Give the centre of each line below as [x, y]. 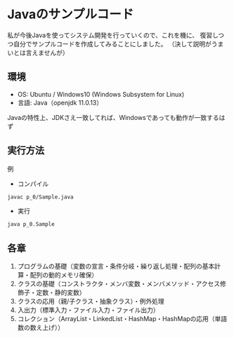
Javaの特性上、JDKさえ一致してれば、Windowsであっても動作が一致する [113, 117]
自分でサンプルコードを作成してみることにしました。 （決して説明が [112, 43]
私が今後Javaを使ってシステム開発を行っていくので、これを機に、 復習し [113, 35]
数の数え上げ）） [41, 327]
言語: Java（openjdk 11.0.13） [60, 102]
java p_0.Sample [31, 224]
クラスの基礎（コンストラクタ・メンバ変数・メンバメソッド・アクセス [118, 284]
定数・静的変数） [61, 292]
